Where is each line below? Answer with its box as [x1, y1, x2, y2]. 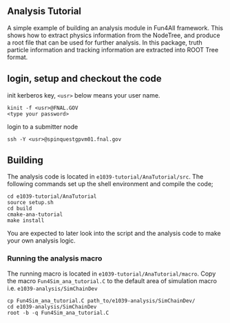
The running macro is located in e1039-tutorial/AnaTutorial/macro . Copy [7, 269, 216, 278]
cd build [7, 205, 32, 212]
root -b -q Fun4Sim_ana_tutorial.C [7, 309, 109, 316]
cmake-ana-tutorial [7, 211, 63, 219]
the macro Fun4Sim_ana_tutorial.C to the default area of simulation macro [7, 276, 217, 285]
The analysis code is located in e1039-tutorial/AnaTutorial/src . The [7, 172, 204, 181]
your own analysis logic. [7, 236, 76, 245]
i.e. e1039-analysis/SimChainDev [7, 284, 98, 292]
